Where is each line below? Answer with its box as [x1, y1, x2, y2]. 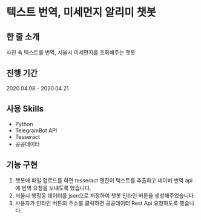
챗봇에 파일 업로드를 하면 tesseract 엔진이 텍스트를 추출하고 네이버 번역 [15, 177, 184, 184]
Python [15, 120, 33, 127]
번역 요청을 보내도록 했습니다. [21, 184, 91, 192]
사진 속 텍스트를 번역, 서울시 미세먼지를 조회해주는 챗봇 [6, 49, 136, 56]
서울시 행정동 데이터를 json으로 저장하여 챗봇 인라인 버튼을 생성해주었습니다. [15, 192, 196, 199]
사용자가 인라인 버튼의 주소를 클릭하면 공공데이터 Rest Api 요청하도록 [15, 199, 179, 207]
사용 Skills [6, 104, 44, 114]
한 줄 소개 [6, 32, 40, 42]
